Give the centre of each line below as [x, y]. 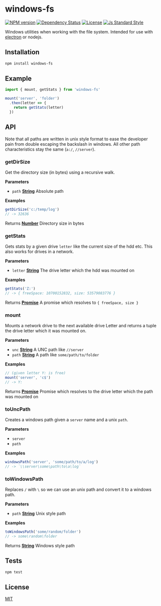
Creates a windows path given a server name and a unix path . [66, 420]
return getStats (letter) [39, 108]
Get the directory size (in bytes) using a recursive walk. [60, 172]
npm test [14, 572]
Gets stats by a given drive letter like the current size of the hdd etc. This [79, 246]
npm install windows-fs [29, 63]
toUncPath [18, 409]
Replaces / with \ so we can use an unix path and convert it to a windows [78, 489]
